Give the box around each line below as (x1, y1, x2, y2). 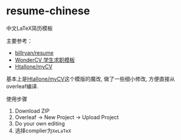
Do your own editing (14, 120, 65, 127)
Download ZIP (14, 107, 50, 114)
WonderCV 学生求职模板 (14, 56, 75, 63)
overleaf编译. (6, 82, 39, 90)
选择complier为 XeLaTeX (14, 127, 72, 134)
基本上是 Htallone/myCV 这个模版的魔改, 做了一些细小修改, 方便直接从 (6, 75, 175, 82)
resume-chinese (6, 4, 90, 18)
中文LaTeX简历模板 (6, 24, 53, 32)
